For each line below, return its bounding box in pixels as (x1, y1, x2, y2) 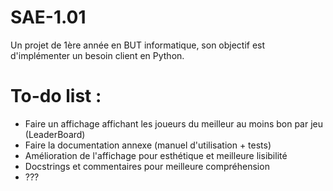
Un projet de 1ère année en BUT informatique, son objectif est (10, 39, 266, 51)
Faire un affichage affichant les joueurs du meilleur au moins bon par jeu (24, 117, 324, 130)
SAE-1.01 (10, 6, 87, 29)
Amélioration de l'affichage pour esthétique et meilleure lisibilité (24, 149, 288, 161)
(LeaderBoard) (24, 128, 86, 140)
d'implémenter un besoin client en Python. (10, 49, 185, 61)
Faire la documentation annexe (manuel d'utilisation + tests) (24, 139, 272, 151)
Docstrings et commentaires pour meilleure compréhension (24, 160, 270, 172)
